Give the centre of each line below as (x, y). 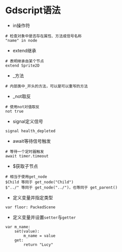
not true (14, 111)
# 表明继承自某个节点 (25, 61)
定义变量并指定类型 (33, 197)
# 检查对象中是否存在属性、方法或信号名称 (44, 36)
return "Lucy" (38, 244)
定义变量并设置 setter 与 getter (44, 217)
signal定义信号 (28, 121)
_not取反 (22, 96)
